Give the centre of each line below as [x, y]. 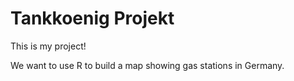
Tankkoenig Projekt [92, 18]
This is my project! [48, 46]
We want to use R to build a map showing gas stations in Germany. [147, 65]
